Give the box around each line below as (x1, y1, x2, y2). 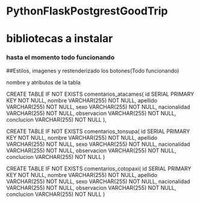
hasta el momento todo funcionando (6, 53, 115, 61)
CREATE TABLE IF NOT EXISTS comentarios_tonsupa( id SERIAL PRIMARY (6, 128, 190, 135)
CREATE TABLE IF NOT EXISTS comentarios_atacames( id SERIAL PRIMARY (6, 90, 195, 98)
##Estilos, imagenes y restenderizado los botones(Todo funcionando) (6, 67, 180, 74)
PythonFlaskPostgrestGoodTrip (6, 4, 168, 18)
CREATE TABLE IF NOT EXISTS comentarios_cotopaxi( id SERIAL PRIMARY (6, 164, 192, 172)
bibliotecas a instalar (6, 32, 113, 46)
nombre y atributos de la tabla (6, 78, 81, 86)
